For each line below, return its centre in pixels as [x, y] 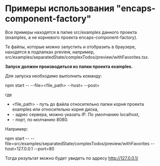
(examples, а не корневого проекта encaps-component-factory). [71, 37]
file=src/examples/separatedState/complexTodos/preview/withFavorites [77, 143]
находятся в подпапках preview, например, [50, 52]
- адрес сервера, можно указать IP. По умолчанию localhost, [76, 114]
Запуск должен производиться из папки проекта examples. [69, 66]
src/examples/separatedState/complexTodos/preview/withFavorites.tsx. [77, 57]
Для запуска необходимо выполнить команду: [53, 76]
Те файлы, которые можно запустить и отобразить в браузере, [71, 47]
